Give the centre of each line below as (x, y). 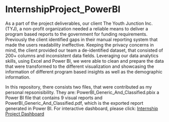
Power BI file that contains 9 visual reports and (54, 98)
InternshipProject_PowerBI (63, 9)
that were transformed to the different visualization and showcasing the (80, 66)
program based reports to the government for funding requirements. (76, 34)
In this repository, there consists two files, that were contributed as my (79, 87)
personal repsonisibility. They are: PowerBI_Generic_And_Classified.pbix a (82, 92)
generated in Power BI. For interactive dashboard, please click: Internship (82, 108)
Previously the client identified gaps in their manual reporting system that (81, 39)
